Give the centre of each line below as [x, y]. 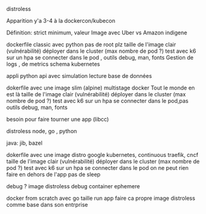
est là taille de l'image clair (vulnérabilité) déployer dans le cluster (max [96, 94]
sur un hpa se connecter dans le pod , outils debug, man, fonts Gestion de [100, 57]
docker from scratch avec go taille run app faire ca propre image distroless [101, 198]
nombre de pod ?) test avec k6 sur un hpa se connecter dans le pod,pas [97, 101]
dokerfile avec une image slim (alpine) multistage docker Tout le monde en [101, 88]
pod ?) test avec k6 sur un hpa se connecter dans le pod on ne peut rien [97, 168]
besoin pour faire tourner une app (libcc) [58, 119]
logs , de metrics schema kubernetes [53, 64]
